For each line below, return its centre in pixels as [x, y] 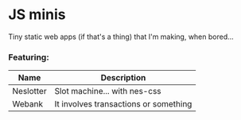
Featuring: [29, 57]
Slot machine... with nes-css [108, 91]
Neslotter [29, 91]
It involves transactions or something [123, 104]
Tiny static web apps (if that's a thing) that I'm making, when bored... [121, 37]
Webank [28, 104]
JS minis [37, 15]
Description [123, 78]
